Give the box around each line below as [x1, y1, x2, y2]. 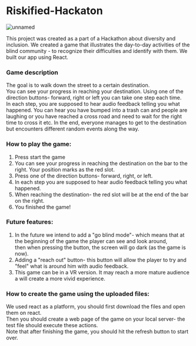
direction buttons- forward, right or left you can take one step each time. [6, 94, 182, 101]
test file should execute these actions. [6, 322, 98, 329]
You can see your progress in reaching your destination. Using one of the [6, 88, 184, 95]
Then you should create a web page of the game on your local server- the [6, 315, 185, 323]
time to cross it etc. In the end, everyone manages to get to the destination [6, 119, 187, 126]
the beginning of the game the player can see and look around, [14, 237, 168, 244]
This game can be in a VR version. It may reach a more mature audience [14, 268, 190, 276]
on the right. [14, 197, 45, 204]
